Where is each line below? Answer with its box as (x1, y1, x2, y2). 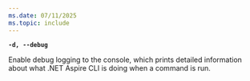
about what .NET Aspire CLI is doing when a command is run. (8, 63, 211, 72)
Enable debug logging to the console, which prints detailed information (8, 55, 243, 64)
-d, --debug (8, 40, 48, 48)
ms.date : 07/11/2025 (8, 11, 78, 20)
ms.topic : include (8, 19, 70, 27)
